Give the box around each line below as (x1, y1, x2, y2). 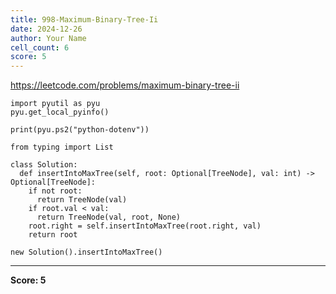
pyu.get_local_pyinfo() (10, 107, 110, 118)
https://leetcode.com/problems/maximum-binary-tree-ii (10, 79, 240, 91)
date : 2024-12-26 (10, 24, 83, 34)
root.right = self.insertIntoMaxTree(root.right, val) (28, 221, 262, 231)
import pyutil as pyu (10, 99, 101, 109)
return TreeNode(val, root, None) (36, 212, 182, 223)
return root (28, 230, 78, 240)
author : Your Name (10, 33, 87, 43)
